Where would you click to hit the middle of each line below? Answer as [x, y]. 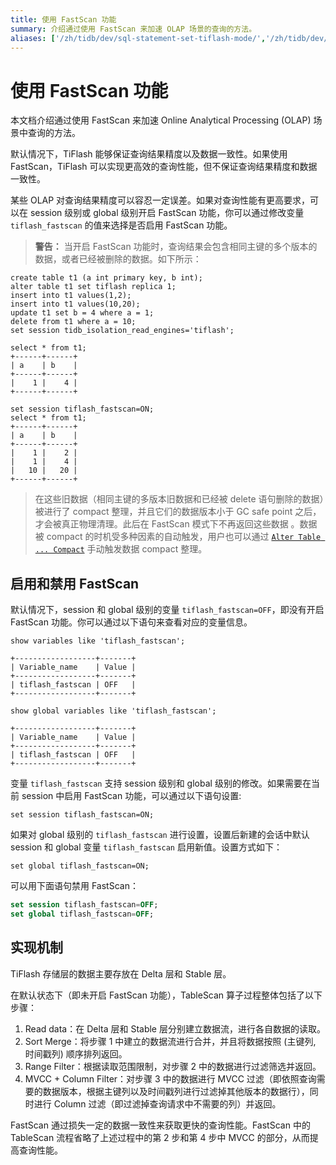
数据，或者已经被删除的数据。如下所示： [118, 259]
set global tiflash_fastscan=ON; [80, 866]
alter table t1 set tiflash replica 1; [93, 287]
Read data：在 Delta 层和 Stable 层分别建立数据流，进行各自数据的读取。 [175, 1028]
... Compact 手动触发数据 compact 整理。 [121, 549]
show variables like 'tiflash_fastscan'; [98, 641]
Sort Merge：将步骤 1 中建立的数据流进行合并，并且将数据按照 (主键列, [170, 1041]
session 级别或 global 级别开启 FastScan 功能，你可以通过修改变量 [167, 213]
